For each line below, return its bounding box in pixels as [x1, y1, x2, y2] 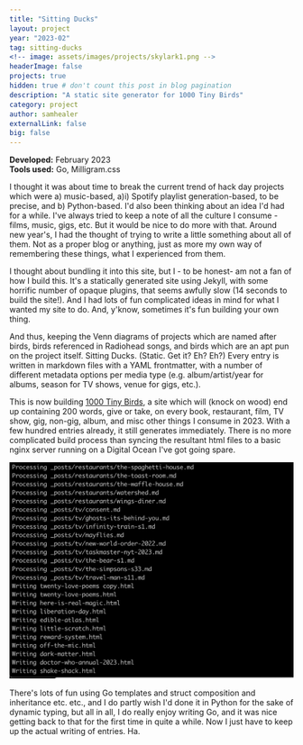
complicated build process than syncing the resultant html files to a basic [9, 435, 281, 446]
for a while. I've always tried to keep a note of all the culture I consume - [9, 210, 278, 221]
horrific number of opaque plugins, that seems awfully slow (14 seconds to [9, 285, 288, 296]
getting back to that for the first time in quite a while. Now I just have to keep [9, 716, 293, 727]
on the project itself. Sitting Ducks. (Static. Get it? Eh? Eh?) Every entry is [9, 350, 280, 361]
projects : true [9, 72, 67, 81]
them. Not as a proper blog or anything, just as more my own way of [9, 239, 262, 250]
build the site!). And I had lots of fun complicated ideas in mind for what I [9, 295, 280, 305]
